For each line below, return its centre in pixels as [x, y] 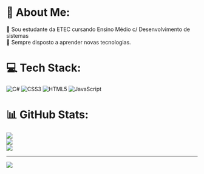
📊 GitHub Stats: [48, 115]
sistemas [18, 35]
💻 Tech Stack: [44, 68]
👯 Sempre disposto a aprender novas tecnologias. [69, 42]
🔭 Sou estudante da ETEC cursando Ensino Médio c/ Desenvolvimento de [98, 29]
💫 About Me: [38, 12]
